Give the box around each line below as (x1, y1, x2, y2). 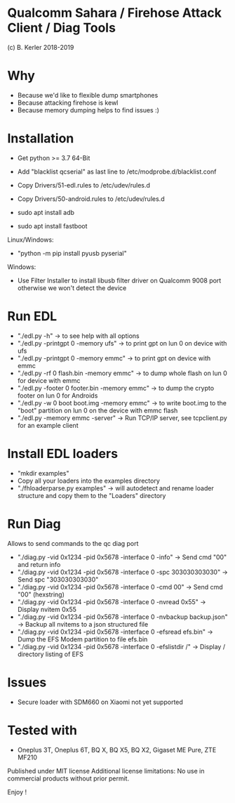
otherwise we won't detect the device (17, 283, 127, 292)
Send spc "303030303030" (17, 575, 99, 584)
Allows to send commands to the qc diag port (7, 539, 139, 547)
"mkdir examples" (17, 469, 69, 477)
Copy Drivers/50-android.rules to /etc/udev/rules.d (17, 195, 165, 203)
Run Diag (7, 516, 61, 532)
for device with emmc (17, 376, 81, 384)
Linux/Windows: (7, 235, 54, 244)
